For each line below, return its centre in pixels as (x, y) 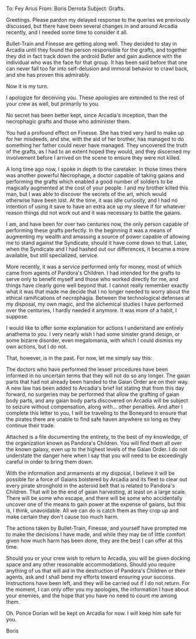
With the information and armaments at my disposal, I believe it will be (90, 473)
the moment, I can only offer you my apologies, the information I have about (97, 589)
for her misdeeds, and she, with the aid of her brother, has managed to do (95, 139)
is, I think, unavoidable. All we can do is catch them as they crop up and (92, 510)
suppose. (17, 317)
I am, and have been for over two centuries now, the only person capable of (97, 224)
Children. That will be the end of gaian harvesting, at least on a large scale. (96, 492)
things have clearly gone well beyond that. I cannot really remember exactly (97, 285)
